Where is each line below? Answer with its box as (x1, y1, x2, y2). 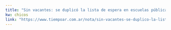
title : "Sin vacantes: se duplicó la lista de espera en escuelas (5, 7, 149, 13)
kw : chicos (5, 12, 28, 17)
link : (5, 17, 17, 22)
